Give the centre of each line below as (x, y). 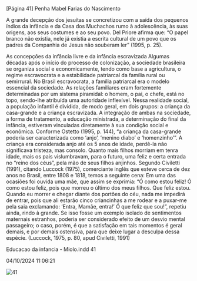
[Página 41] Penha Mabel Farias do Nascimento (63, 9)
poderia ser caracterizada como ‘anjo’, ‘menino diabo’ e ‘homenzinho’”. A (94, 138)
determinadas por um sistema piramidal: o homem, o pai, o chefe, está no (95, 94)
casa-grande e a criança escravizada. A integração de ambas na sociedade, (98, 113)
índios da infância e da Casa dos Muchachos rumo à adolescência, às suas (97, 26)
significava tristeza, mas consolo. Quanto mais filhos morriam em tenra (92, 150)
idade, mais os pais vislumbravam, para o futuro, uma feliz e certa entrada (96, 156)
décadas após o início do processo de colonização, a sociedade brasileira (96, 62)
